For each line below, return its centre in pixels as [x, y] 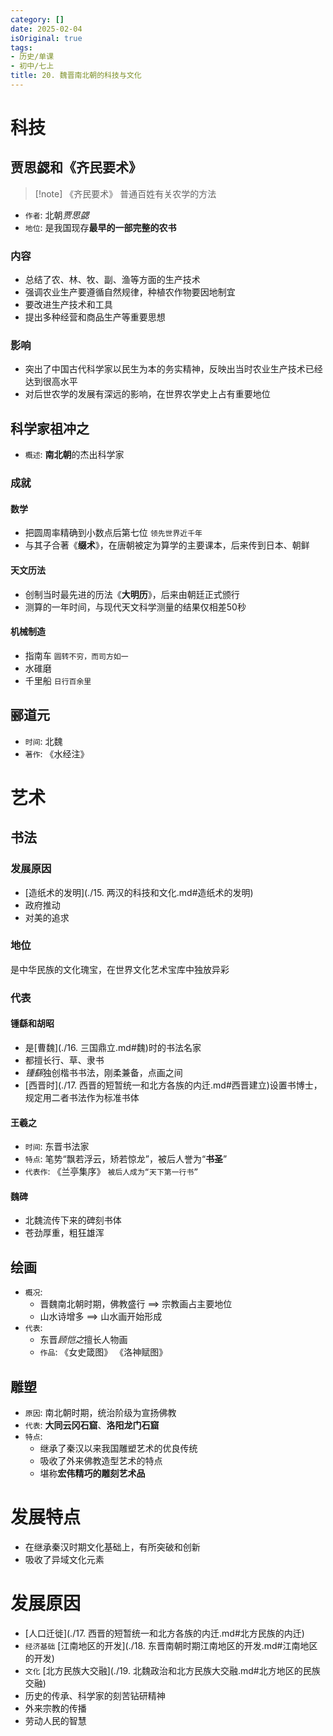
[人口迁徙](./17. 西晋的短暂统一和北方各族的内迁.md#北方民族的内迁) [164, 1633]
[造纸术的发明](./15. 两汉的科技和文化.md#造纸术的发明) [139, 892]
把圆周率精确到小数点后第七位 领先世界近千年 [113, 533]
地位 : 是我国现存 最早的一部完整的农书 [100, 227]
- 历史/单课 [32, 57]
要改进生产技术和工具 [68, 305]
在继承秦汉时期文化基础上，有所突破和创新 [112, 1547]
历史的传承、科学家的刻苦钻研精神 [95, 1695]
